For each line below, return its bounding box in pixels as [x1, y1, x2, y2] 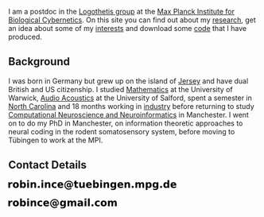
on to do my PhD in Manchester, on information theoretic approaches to [8, 118, 243, 128]
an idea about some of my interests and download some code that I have [8, 24, 247, 33]
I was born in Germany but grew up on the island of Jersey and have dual [8, 76, 249, 86]
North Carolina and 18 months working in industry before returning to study [8, 101, 254, 110]
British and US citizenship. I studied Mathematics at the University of [8, 84, 233, 94]
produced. [8, 32, 42, 41]
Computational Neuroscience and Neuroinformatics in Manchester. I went [8, 110, 249, 119]
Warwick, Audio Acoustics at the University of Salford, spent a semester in [8, 93, 253, 103]
